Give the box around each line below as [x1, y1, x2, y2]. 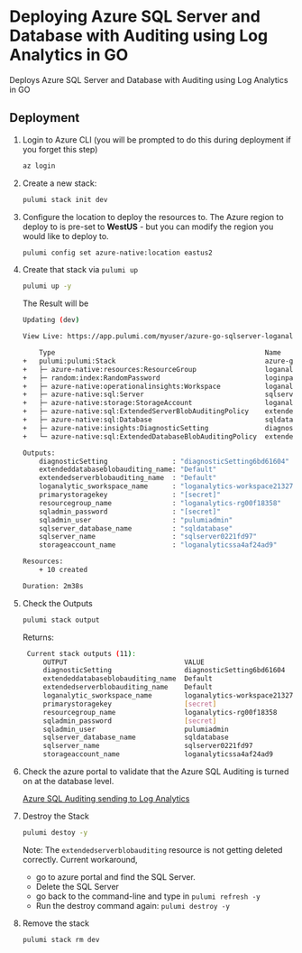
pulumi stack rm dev [22, 935, 100, 944]
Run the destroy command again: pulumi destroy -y [35, 900, 230, 911]
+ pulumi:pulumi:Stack [22, 356, 116, 365]
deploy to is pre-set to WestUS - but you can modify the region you [22, 221, 274, 232]
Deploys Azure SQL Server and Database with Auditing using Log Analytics [9, 74, 288, 85]
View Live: [22, 332, 64, 341]
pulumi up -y [22, 282, 72, 291]
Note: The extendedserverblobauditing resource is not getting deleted [22, 844, 283, 855]
